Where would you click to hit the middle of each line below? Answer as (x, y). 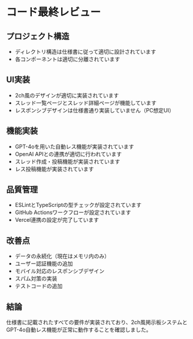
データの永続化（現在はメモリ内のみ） (62, 256)
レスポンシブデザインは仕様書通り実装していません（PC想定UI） (95, 110)
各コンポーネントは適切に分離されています (67, 59)
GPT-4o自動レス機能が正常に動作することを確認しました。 (79, 330)
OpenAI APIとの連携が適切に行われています (68, 154)
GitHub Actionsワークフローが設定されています (73, 212)
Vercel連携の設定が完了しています (57, 220)
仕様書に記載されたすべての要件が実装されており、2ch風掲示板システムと (97, 322)
